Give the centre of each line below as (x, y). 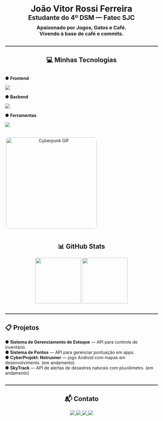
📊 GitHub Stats (81, 246)
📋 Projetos (22, 328)
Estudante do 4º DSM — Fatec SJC (81, 18)
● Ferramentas (21, 115)
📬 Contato (81, 399)
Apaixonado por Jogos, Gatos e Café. (81, 27)
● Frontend (17, 78)
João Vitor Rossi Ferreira (81, 9)
